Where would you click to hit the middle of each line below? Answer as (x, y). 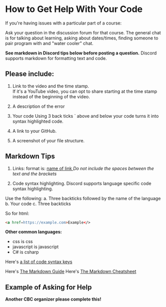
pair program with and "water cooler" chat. (49, 43)
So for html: (17, 213)
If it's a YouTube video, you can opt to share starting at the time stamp (85, 91)
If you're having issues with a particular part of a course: (63, 23)
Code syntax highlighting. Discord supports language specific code (82, 183)
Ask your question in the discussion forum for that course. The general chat (83, 32)
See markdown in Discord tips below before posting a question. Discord (81, 53)
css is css (23, 242)
